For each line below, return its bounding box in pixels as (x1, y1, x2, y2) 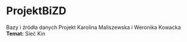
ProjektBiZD (6, 4, 66, 18)
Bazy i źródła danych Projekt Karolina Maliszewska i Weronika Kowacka (6, 24, 181, 31)
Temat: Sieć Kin (6, 30, 46, 37)
